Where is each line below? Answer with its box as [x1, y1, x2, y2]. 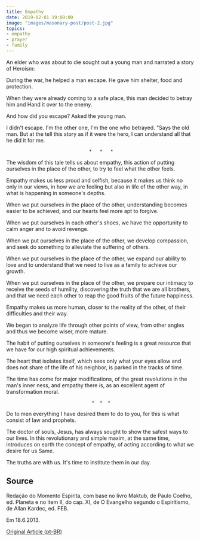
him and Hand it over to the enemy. [6, 101, 93, 108]
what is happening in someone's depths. [6, 189, 106, 196]
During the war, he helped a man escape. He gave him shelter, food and [6, 76, 183, 84]
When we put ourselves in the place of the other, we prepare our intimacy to [6, 279, 193, 286]
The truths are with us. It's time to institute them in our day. [6, 458, 151, 466]
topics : [6, 25, 26, 32]
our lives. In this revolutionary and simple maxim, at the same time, [6, 434, 170, 442]
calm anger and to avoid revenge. [6, 225, 89, 232]
